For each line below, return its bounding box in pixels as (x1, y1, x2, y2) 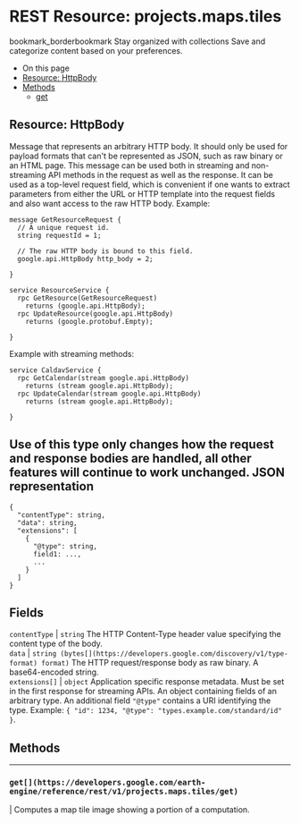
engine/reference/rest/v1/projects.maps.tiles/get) (9, 786, 239, 797)
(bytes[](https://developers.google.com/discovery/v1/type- (60, 650, 288, 658)
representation (9, 479, 94, 494)
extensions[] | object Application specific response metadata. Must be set (9, 676, 285, 687)
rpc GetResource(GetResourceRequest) (17, 293, 158, 302)
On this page (21, 63, 70, 73)
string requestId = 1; (17, 231, 102, 240)
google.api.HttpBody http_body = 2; (17, 254, 154, 263)
